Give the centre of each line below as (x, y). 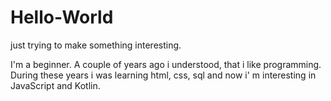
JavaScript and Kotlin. (55, 85)
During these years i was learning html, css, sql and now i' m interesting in (163, 75)
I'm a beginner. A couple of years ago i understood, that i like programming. (166, 64)
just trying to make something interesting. (96, 45)
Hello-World (62, 17)
